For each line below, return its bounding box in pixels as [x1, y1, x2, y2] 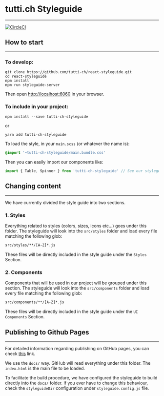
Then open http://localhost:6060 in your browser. [5, 91, 104, 97]
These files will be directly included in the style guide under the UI [5, 309, 138, 314]
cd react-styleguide [5, 74, 47, 79]
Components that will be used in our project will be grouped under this [5, 280, 147, 286]
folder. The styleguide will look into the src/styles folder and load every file [5, 228, 158, 234]
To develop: [5, 59, 34, 65]
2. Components [5, 269, 42, 275]
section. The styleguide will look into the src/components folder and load [5, 285, 150, 291]
